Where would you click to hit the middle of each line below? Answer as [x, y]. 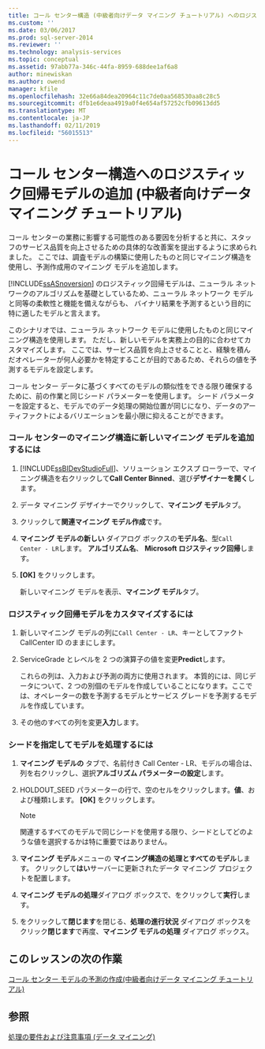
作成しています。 [61, 706]
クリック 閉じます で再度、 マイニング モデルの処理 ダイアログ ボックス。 [136, 931]
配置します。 [54, 878]
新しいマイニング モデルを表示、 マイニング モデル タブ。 [111, 592]
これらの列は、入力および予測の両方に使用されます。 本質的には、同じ [134, 676]
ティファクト [29, 416]
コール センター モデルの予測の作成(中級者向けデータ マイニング [112, 980]
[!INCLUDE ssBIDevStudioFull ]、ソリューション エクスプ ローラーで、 [131, 468]
